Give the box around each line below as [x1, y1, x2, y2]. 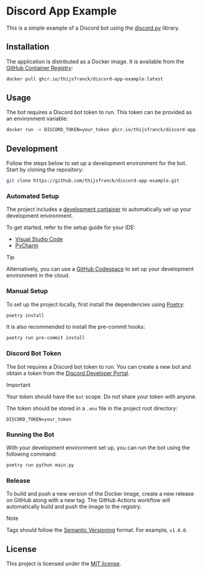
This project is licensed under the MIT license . [6, 560, 121, 567]
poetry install [6, 312, 45, 319]
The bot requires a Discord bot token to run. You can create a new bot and [6, 363, 192, 370]
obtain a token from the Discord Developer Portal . [6, 369, 130, 377]
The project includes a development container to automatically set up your [6, 206, 192, 213]
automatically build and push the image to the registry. [6, 503, 142, 510]
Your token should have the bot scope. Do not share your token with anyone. [6, 393, 197, 400]
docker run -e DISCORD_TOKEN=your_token [6, 127, 110, 133]
